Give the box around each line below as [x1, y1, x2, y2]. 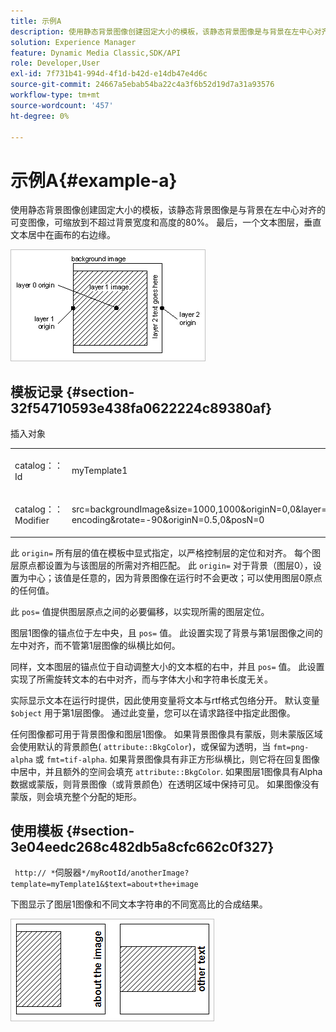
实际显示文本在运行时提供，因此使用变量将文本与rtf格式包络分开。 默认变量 [10, 694, 320, 706]
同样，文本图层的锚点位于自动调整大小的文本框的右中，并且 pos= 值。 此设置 [10, 660, 325, 672]
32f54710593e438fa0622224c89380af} [10, 400, 273, 417]
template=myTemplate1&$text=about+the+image [10, 880, 199, 890]
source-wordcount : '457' [10, 100, 114, 110]
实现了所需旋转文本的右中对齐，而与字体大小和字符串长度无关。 [10, 673, 273, 685]
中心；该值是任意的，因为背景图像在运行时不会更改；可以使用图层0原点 [27, 571, 323, 584]
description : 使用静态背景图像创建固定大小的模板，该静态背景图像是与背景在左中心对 [10, 26, 322, 37]
